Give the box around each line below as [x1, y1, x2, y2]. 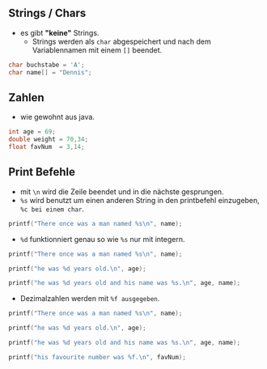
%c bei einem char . [19, 204, 85, 214]
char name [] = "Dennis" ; [8, 68, 92, 76]
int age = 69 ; [8, 128, 57, 136]
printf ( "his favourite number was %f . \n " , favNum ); [8, 353, 186, 361]
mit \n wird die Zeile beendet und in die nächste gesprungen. [19, 186, 224, 197]
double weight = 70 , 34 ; [8, 135, 89, 144]
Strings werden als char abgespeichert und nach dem [32, 36, 212, 46]
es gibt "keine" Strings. [19, 28, 100, 37]
